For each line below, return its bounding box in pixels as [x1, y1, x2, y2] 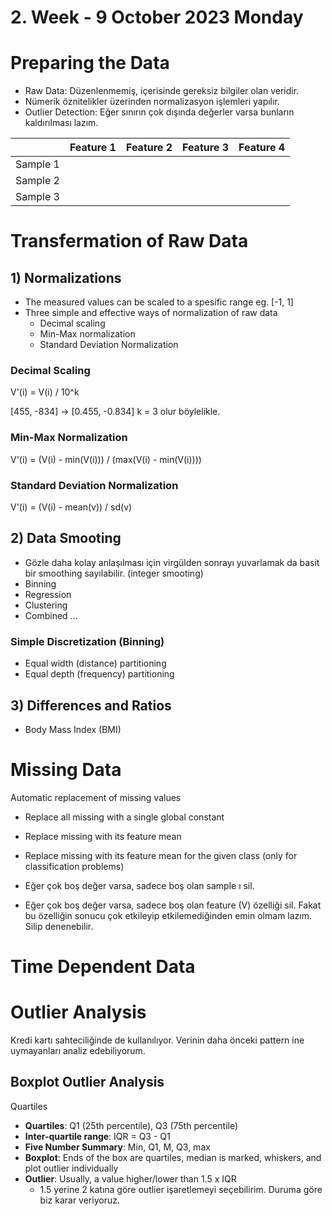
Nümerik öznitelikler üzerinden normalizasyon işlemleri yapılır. [24, 96, 280, 108]
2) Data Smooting [10, 530, 122, 547]
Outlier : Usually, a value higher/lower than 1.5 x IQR [24, 1172, 237, 1185]
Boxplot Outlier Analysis [10, 1074, 165, 1091]
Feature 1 [69, 141, 117, 155]
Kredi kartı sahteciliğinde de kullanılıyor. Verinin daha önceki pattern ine [10, 1034, 305, 1046]
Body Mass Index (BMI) [24, 723, 122, 735]
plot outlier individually [24, 1162, 119, 1174]
